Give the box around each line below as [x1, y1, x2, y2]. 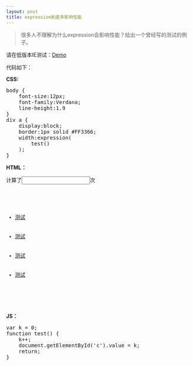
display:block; [18, 122, 63, 129]
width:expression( [18, 134, 72, 141]
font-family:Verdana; [18, 99, 81, 105]
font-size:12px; [18, 93, 66, 99]
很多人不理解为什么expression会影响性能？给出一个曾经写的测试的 [20, 31, 182, 38]
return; [18, 348, 41, 355]
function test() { [6, 330, 60, 337]
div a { [6, 116, 28, 123]
